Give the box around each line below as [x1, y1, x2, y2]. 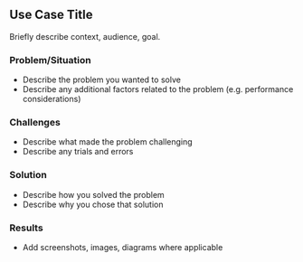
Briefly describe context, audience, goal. [9, 31, 161, 42]
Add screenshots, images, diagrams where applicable [22, 242, 223, 252]
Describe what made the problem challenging [22, 136, 193, 147]
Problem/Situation [9, 53, 92, 66]
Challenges [9, 117, 61, 129]
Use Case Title [9, 7, 93, 23]
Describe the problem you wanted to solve [22, 74, 181, 85]
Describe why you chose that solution [22, 199, 164, 210]
